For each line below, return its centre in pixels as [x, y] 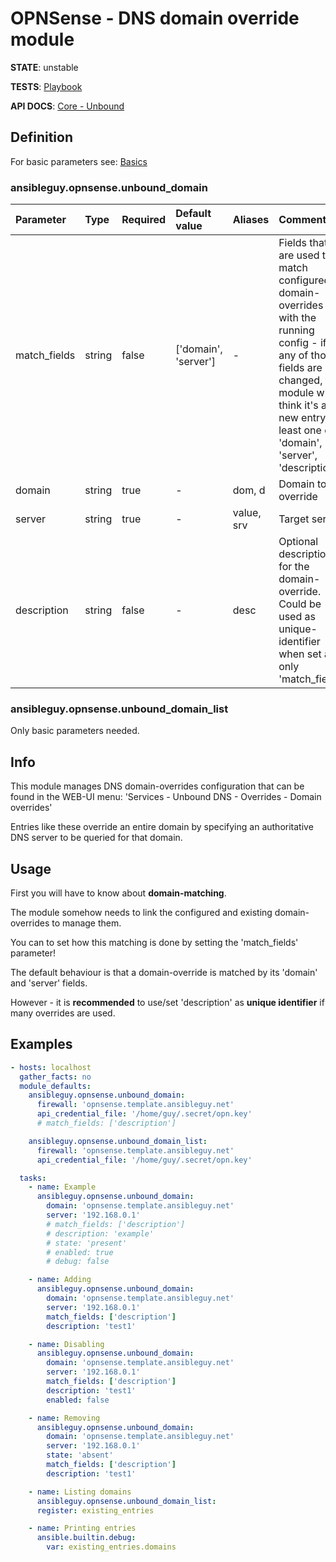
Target [294, 519]
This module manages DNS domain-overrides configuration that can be [157, 786]
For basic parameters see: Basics [79, 161]
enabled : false [78, 1400]
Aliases [251, 220]
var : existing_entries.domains [111, 1547]
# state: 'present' [87, 1243]
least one [300, 430]
